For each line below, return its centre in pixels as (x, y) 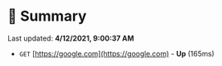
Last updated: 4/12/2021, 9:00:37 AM (71, 38)
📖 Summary (47, 16)
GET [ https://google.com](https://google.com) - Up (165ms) (117, 53)
